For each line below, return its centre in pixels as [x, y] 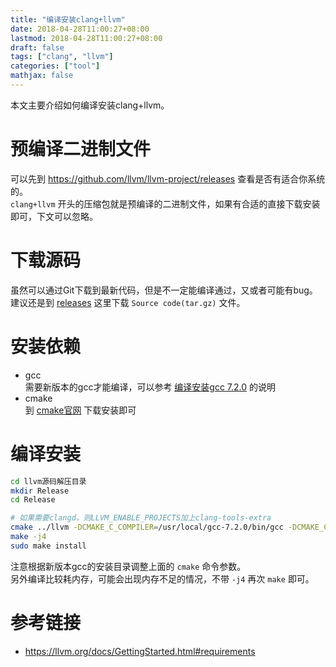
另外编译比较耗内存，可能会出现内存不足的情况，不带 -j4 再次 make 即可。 [162, 578]
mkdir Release [40, 491]
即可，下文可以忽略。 [54, 216]
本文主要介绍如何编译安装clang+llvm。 [90, 105]
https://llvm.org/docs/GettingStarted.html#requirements [140, 651]
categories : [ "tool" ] [55, 66]
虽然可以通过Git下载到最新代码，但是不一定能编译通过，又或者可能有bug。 [164, 290]
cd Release [33, 500]
